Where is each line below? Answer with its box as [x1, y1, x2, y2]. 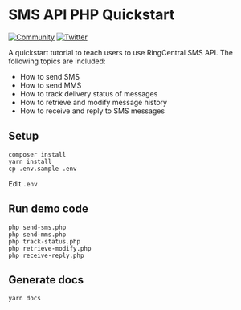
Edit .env [8, 178, 38, 188]
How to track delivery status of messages [19, 88, 158, 98]
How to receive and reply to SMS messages [19, 106, 165, 116]
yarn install [8, 157, 52, 165]
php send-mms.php [8, 230, 67, 239]
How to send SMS [19, 71, 80, 81]
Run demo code [8, 202, 88, 216]
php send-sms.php [8, 223, 67, 231]
